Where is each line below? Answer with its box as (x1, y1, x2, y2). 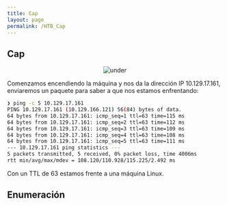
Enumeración (7, 189, 66, 201)
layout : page (7, 16, 44, 23)
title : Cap (7, 10, 38, 17)
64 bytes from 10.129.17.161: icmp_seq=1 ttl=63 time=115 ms (7, 112, 185, 120)
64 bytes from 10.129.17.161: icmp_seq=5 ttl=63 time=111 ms (7, 138, 185, 145)
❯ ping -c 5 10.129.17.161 (7, 100, 84, 107)
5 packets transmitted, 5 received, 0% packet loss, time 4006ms (7, 151, 197, 158)
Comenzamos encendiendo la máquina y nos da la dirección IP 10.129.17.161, (7, 79, 221, 87)
